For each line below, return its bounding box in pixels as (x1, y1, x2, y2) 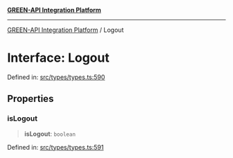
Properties (7, 93, 54, 105)
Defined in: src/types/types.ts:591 (7, 143, 104, 151)
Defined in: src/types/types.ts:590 (7, 73, 105, 81)
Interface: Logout (7, 50, 110, 66)
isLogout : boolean (24, 130, 76, 138)
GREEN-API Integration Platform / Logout (7, 26, 124, 34)
